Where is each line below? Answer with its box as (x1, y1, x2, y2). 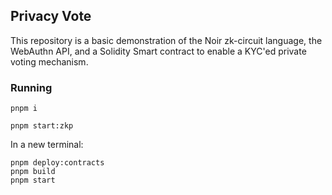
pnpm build (10, 167, 56, 177)
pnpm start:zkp (10, 121, 74, 131)
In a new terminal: (10, 139, 84, 151)
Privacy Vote (10, 8, 92, 25)
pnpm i (10, 104, 38, 114)
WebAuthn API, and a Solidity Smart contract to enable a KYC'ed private (10, 45, 307, 57)
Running (10, 80, 53, 94)
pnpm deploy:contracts (10, 158, 105, 168)
